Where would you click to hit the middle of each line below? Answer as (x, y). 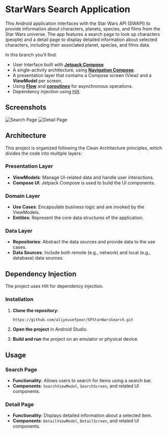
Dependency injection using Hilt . (47, 91)
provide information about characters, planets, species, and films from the (83, 28)
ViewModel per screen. (37, 81)
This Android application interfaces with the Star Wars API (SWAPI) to (78, 23)
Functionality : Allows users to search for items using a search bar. (82, 381)
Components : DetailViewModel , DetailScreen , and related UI (76, 421)
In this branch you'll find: (31, 55)
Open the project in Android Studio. (50, 329)
